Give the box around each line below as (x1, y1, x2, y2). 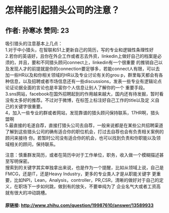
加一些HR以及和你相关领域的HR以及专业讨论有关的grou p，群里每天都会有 (5, 72, 159, 78)
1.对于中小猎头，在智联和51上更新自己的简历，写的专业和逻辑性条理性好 (5, 47, 154, 53)
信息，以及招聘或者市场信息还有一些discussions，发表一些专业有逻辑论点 (9, 79, 162, 84)
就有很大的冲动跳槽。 (5, 190, 49, 195)
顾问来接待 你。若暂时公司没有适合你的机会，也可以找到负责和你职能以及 (5, 135, 156, 141)
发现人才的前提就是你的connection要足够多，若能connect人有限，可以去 (9, 66, 160, 72)
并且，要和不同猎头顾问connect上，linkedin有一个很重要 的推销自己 (18, 59, 158, 65)
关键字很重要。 (14, 104, 45, 109)
